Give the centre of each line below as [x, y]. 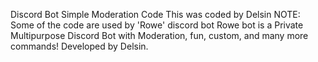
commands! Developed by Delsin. [79, 46]
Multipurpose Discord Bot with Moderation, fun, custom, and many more [159, 35]
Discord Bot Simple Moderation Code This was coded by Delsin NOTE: [155, 14]
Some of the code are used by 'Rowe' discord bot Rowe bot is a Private [157, 25]
